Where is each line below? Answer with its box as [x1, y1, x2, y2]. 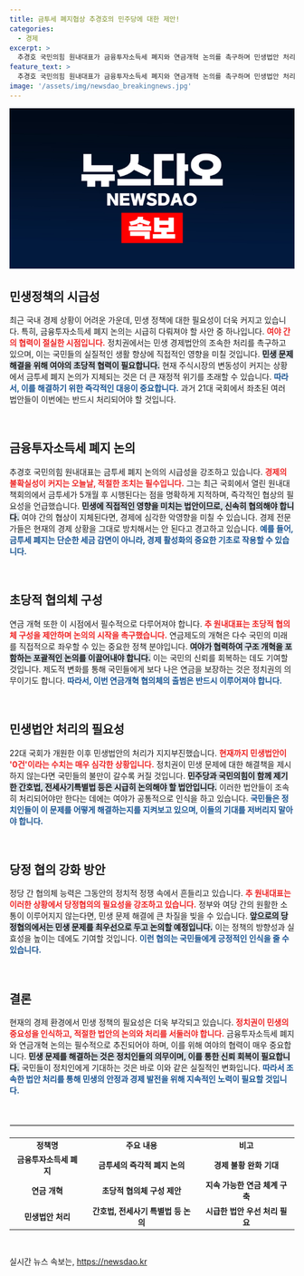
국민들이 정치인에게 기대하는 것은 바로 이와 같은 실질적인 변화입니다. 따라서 [21, 1062, 285, 1074]
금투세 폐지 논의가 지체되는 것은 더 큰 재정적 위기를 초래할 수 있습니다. [25, 372, 272, 383]
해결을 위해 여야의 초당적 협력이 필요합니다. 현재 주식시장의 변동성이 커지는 [9, 360, 271, 371]
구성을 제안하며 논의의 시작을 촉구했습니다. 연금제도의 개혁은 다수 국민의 [18, 629, 271, 640]
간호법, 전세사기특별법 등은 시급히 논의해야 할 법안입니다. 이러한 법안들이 [18, 781, 273, 793]
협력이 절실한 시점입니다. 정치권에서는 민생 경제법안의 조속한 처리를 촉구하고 [18, 337, 287, 348]
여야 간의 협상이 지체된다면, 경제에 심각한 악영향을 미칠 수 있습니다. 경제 [21, 511, 275, 522]
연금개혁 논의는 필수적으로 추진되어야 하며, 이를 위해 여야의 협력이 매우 [18, 1039, 268, 1051]
